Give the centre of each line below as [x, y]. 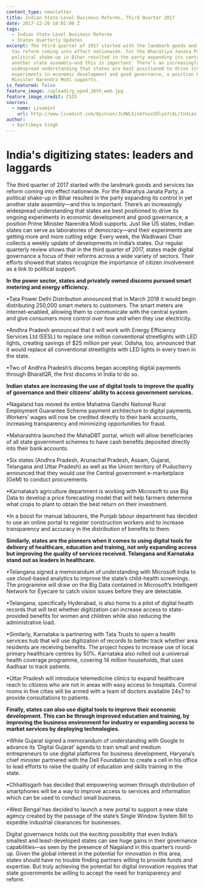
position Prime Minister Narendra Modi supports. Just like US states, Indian [100, 224]
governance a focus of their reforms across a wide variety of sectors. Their [100, 256]
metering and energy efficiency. [48, 287]
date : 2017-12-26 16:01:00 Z [43, 23]
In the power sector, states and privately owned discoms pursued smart [99, 281]
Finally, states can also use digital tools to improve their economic [91, 710]
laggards [29, 168]
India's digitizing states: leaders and [100, 155]
